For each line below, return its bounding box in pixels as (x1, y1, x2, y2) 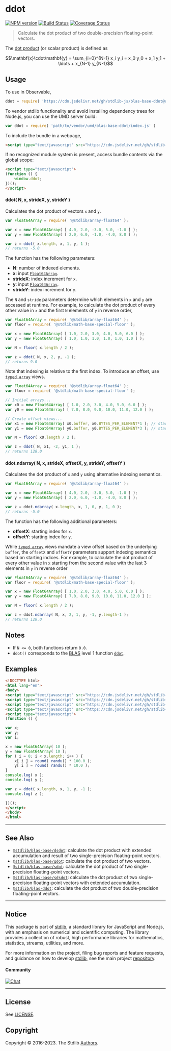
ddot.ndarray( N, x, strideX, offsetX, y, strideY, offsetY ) (5, 460, 126, 466)
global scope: (5, 157, 34, 163)
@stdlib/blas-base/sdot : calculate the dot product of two (12, 863, 133, 869)
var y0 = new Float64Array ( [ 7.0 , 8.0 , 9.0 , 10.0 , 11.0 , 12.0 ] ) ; (5, 407, 154, 412)
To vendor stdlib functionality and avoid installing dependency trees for (5, 108, 155, 114)
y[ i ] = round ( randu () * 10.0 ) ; (14, 763, 90, 768)
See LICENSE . (5, 1011, 35, 1017)
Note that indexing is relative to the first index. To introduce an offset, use (5, 368, 159, 374)
